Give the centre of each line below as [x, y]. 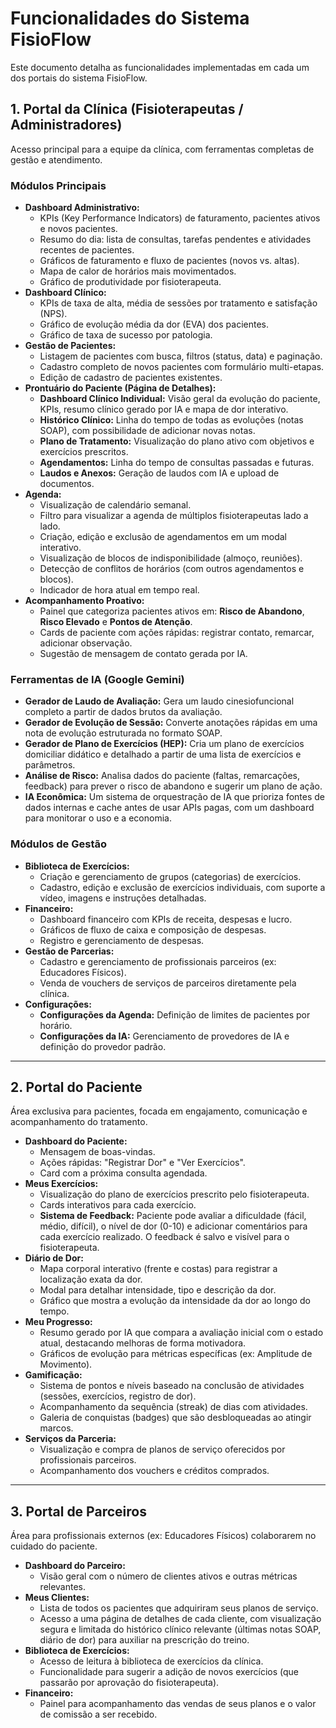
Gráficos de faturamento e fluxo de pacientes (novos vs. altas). [169, 261]
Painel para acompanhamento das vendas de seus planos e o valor [178, 1704]
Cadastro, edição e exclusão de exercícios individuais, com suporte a [182, 887]
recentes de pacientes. [87, 250]
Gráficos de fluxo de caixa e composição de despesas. [153, 929]
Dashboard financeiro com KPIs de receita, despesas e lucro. [166, 919]
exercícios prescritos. [84, 452]
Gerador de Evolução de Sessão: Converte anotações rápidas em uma [171, 723]
